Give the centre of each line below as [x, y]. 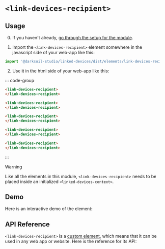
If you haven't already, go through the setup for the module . [73, 38]
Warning [14, 167]
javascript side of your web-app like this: [53, 52]
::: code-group [20, 80]
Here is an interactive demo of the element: [49, 209]
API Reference [27, 224]
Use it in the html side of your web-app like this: [61, 71]
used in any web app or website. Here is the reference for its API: [71, 241]
